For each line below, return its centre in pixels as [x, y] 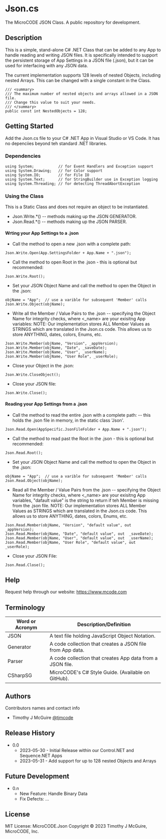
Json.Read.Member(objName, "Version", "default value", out [68, 525]
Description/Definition [104, 624]
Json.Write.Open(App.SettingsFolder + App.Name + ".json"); [68, 253]
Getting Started [29, 126]
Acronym [26, 627]
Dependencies [23, 156]
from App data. [67, 650]
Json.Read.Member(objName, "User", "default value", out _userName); [79, 538]
